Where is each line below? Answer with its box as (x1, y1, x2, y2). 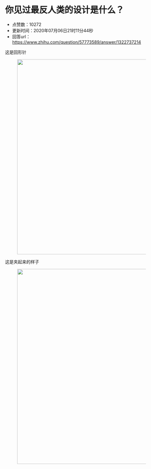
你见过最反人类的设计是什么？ (5, 4, 125, 16)
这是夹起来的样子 (5, 259, 39, 265)
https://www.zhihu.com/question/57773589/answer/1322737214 (12, 39, 141, 45)
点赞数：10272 (12, 21, 42, 27)
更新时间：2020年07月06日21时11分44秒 (12, 27, 94, 33)
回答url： (12, 34, 31, 39)
